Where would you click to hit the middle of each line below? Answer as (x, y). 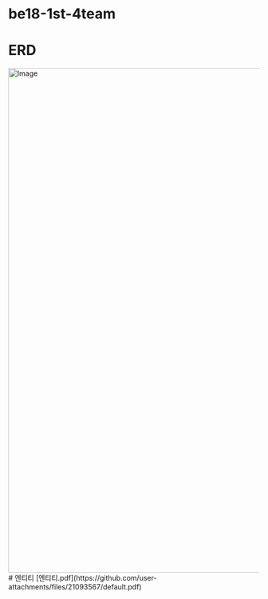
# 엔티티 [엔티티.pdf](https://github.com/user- (83, 578)
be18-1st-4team (62, 14)
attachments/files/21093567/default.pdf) (75, 587)
